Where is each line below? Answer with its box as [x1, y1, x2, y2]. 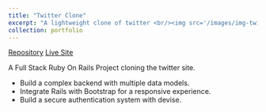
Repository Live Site [8, 48, 74, 58]
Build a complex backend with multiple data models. [19, 78, 190, 88]
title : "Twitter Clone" [8, 11, 87, 20]
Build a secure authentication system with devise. [19, 95, 182, 105]
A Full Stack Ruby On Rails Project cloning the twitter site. [8, 63, 196, 73]
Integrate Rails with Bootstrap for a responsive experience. [19, 87, 211, 96]
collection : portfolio [8, 26, 83, 34]
